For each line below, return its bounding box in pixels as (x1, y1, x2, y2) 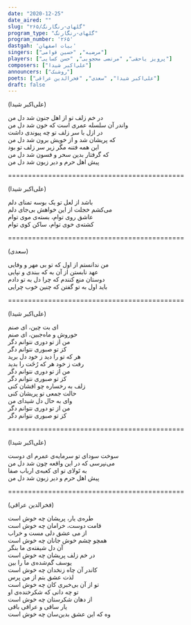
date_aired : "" (8, 17, 52, 24)
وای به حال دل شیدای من (8, 397, 73, 405)
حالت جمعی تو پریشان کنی (8, 389, 77, 397)
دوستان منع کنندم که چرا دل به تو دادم (8, 275, 105, 284)
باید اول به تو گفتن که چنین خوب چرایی (8, 282, 108, 291)
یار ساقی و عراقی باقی (8, 603, 68, 611)
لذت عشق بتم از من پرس (8, 573, 74, 581)
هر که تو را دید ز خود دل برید (8, 352, 82, 361)
